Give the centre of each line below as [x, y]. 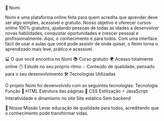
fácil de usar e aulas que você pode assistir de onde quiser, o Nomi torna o [82, 44]
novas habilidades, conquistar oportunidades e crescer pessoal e [72, 33]
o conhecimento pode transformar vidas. [47, 113]
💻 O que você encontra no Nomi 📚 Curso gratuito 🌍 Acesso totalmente [79, 59]
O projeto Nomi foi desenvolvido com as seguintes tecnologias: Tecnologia [82, 85]
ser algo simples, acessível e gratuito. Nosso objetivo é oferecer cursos [78, 23]
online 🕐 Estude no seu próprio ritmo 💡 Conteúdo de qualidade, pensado [80, 66]
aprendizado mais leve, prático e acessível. [49, 49]
